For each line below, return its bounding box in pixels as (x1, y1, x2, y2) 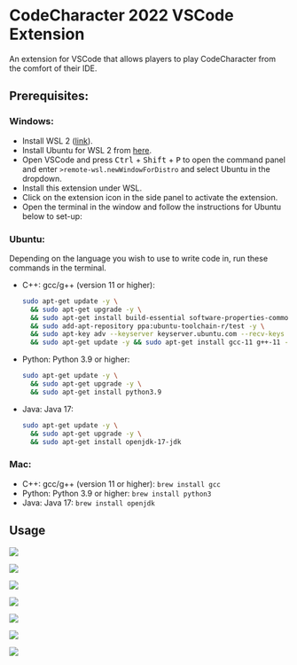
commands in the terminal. (9, 262, 106, 273)
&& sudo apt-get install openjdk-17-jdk (30, 437, 182, 446)
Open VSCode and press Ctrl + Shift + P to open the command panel (21, 154, 286, 165)
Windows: (9, 115, 55, 128)
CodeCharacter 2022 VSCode (9, 5, 234, 26)
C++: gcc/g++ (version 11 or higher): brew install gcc (21, 478, 222, 489)
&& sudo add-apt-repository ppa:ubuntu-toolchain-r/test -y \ (30, 321, 265, 331)
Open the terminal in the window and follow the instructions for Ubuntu (21, 201, 282, 212)
